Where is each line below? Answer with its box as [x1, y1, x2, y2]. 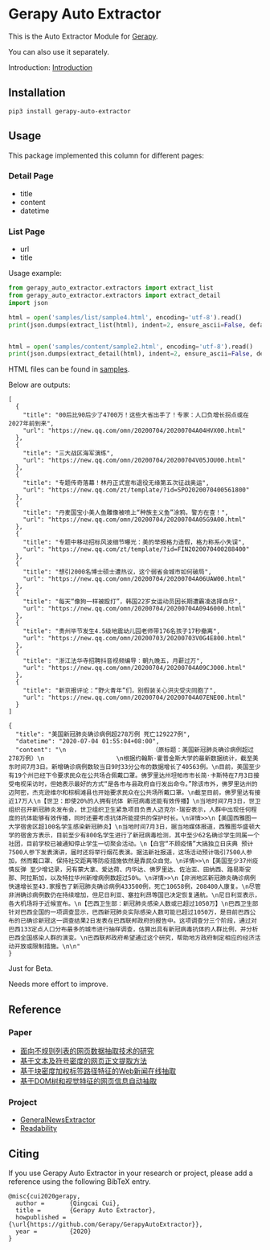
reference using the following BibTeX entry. [8, 1177, 151, 1186]
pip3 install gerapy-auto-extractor [8, 107, 131, 115]
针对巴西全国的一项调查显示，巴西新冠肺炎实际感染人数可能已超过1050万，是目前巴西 [8, 908, 251, 917]
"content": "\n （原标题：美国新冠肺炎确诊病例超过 [15, 746, 255, 755]
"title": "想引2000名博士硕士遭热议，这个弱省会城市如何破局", [22, 568, 212, 576]
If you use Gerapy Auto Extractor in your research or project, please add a [8, 1168, 253, 1178]
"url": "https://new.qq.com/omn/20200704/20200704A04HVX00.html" [22, 427, 247, 435]
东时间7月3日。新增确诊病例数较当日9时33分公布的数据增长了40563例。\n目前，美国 [8, 763, 249, 771]
